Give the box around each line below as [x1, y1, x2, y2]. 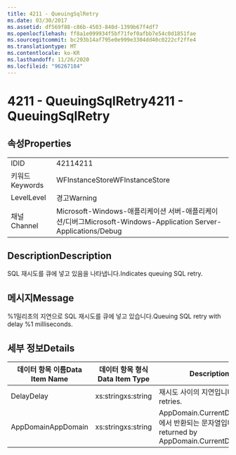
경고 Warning [55, 193, 97, 203]
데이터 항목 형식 [98, 365, 149, 375]
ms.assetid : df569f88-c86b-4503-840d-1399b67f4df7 [7, 23, 159, 30]
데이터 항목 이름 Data [17, 365, 82, 375]
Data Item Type [97, 374, 150, 384]
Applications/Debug [55, 226, 122, 236]
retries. [159, 397, 183, 406]
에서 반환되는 [159, 418, 200, 428]
